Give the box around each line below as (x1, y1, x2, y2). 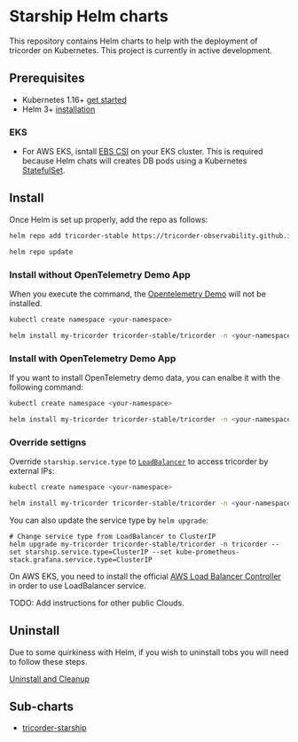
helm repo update (9, 247, 74, 257)
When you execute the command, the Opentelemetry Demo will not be (9, 288, 266, 299)
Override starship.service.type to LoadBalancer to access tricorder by (9, 456, 269, 467)
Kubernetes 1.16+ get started (21, 94, 127, 105)
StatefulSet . (21, 165, 66, 176)
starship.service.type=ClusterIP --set (25, 548, 173, 556)
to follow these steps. (9, 656, 88, 667)
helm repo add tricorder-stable (9, 231, 129, 241)
